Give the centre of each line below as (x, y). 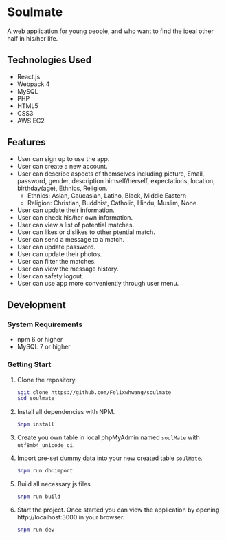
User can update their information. (66, 210)
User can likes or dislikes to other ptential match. (86, 232)
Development (37, 305)
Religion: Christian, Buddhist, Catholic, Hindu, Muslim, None (112, 202)
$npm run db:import (45, 471)
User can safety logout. (50, 276)
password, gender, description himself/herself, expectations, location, (116, 180)
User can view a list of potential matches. (76, 225)
